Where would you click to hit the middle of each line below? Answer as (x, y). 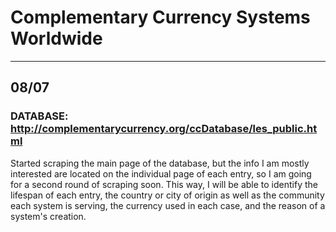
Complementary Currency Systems (160, 17)
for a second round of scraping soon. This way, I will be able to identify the (164, 184)
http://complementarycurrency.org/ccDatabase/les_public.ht (164, 129)
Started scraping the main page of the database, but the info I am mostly (160, 163)
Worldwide (56, 38)
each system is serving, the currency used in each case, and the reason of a (168, 205)
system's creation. (48, 216)
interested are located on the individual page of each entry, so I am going (161, 173)
